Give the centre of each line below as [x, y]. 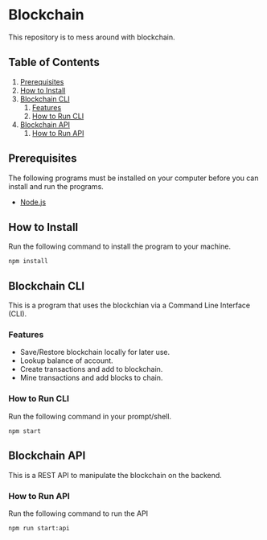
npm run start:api [39, 528]
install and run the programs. [56, 186]
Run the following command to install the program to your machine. [120, 246]
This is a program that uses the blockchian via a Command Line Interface [129, 305]
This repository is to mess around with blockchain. [92, 37]
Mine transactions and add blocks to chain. [91, 378]
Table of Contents [54, 62]
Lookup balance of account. [67, 361]
